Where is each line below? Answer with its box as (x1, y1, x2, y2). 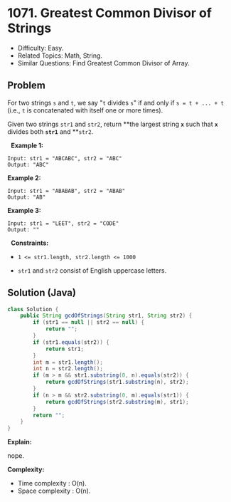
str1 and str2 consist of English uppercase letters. (17, 266, 167, 275)
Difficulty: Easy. (17, 43, 64, 52)
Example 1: (10, 141, 44, 150)
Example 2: (7, 173, 41, 182)
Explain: (7, 438, 32, 446)
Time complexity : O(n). (17, 479, 87, 488)
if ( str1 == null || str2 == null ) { (33, 319, 144, 326)
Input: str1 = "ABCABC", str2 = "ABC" (7, 155, 122, 162)
